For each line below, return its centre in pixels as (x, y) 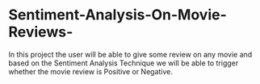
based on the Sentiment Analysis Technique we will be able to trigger (124, 63)
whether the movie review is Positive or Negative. (91, 71)
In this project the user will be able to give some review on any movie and (130, 54)
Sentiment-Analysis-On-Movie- (118, 15)
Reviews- (41, 32)
